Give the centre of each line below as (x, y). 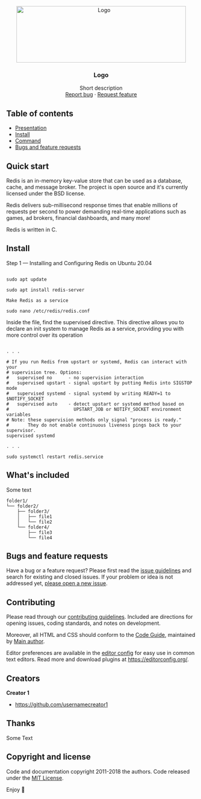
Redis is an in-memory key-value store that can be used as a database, (94, 180)
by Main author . (26, 641)
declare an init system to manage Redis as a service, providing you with (95, 328)
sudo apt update (26, 279)
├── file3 (40, 532)
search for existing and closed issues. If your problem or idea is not (90, 577)
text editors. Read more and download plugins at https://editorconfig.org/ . (98, 659)
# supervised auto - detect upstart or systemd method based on (95, 404)
